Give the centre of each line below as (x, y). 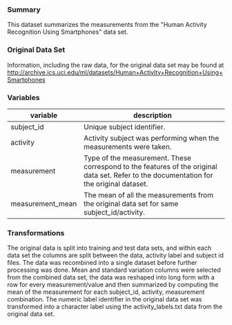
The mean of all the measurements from (149, 195)
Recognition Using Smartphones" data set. (68, 32)
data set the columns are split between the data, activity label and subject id (116, 255)
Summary (24, 10)
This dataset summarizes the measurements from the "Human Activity (107, 25)
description (153, 115)
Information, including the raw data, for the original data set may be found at (116, 65)
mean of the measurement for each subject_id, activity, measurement (106, 292)
